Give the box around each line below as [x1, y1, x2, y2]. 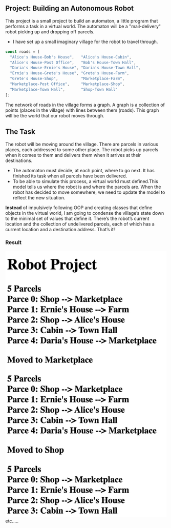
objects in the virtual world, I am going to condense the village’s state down [5, 210, 164, 216]
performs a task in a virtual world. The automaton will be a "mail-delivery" [5, 23, 161, 29]
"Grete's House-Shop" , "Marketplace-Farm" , [10, 76, 125, 82]
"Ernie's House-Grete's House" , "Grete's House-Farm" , [10, 71, 130, 76]
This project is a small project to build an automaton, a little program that [5, 17, 158, 24]
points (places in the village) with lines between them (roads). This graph [5, 107, 159, 113]
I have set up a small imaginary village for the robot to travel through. [12, 38, 158, 45]
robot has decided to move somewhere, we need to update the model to [12, 189, 165, 195]
